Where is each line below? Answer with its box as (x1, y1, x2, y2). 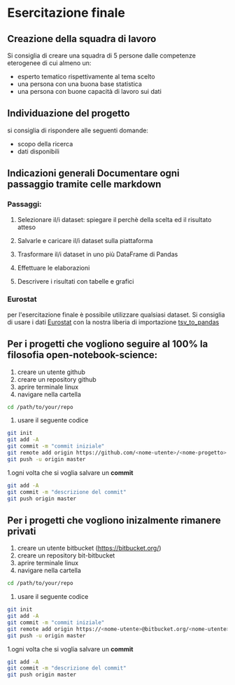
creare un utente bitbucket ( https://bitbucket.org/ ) (17, 544, 162, 553)
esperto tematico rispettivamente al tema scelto (17, 72, 155, 81)
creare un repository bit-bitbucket (17, 551, 115, 560)
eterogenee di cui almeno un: (7, 59, 92, 67)
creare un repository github (17, 375, 97, 383)
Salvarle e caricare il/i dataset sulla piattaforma (17, 236, 153, 244)
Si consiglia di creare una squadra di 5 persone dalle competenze (7, 51, 196, 60)
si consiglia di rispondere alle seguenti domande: (7, 126, 149, 134)
